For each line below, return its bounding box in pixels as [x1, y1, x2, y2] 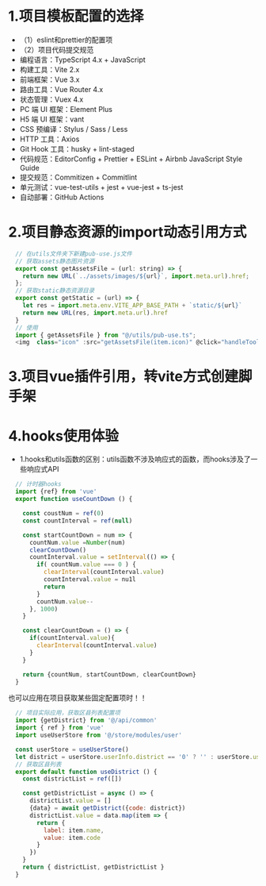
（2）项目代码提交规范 [19, 44, 94, 54]
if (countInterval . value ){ [28, 634, 115, 642]
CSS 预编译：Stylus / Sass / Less [19, 124, 128, 133]
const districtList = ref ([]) [22, 775, 123, 783]
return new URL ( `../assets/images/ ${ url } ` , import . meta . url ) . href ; [22, 272, 250, 280]
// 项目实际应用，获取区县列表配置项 [15, 709, 121, 717]
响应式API [26, 464, 59, 474]
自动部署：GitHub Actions [19, 192, 104, 202]
